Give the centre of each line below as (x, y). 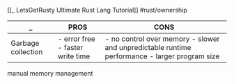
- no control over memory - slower (162, 39)
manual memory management (50, 73)
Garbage (25, 43)
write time (74, 56)
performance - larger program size (162, 56)
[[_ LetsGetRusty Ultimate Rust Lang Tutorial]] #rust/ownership (97, 10)
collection (27, 52)
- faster (70, 48)
